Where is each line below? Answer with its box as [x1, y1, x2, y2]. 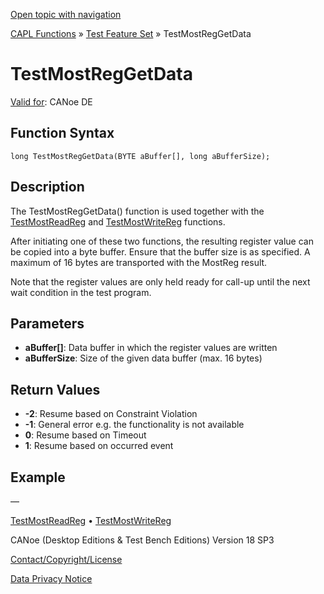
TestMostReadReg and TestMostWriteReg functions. [10, 215, 226, 228]
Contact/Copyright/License [10, 554, 123, 565]
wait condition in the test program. [10, 286, 152, 298]
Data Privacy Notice [10, 573, 93, 584]
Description [10, 179, 85, 196]
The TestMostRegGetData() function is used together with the [10, 205, 265, 217]
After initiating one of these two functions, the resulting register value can [10, 235, 314, 247]
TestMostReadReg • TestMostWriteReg [10, 515, 172, 526]
